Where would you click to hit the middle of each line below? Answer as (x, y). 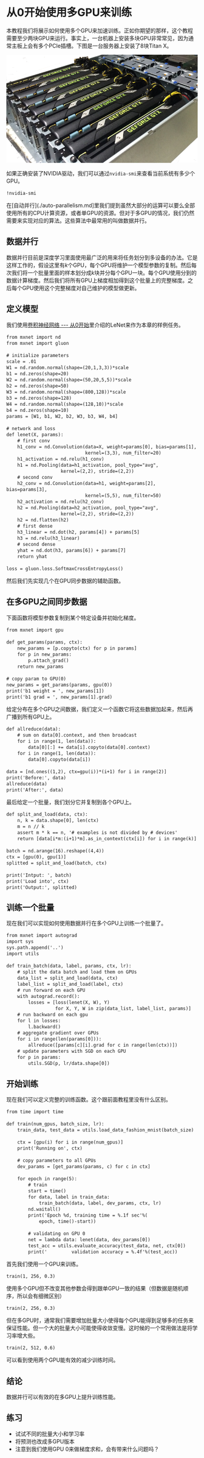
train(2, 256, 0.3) (31, 1308)
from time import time (35, 1112)
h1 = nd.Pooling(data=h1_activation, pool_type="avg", (88, 465)
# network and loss (31, 428)
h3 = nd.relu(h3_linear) (49, 538)
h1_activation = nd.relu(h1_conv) (61, 459)
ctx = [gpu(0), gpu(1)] (36, 857)
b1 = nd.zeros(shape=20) (38, 373)
